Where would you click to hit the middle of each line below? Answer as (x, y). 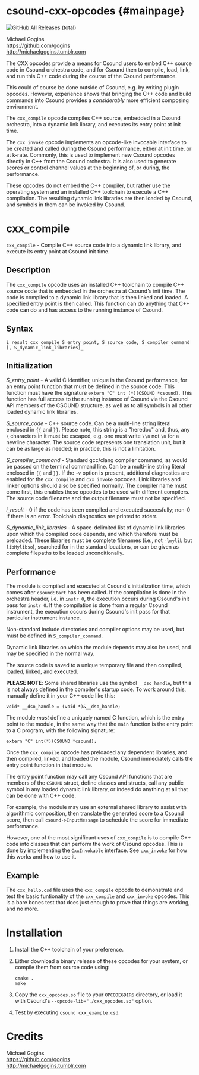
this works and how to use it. (41, 857)
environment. (22, 106)
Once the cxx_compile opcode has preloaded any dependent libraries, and (97, 752)
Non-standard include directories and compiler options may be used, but (95, 630)
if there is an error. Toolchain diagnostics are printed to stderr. (82, 516)
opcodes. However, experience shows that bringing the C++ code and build (99, 94)
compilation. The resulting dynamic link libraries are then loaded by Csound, (99, 198)
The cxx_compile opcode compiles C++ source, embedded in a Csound (94, 118)
